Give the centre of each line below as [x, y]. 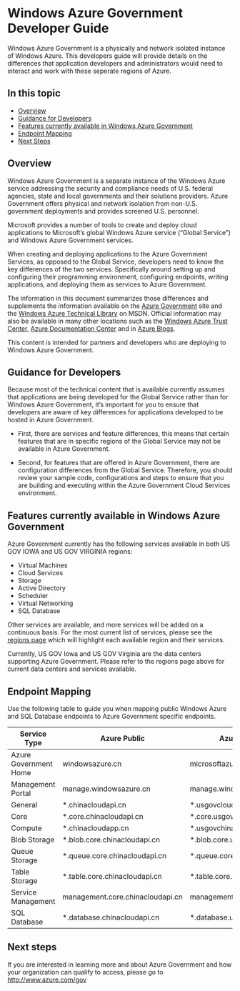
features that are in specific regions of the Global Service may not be [119, 442]
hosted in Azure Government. [51, 420]
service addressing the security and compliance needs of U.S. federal [110, 188]
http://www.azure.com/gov [47, 980]
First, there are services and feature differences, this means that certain [124, 434]
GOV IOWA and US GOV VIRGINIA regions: [70, 552]
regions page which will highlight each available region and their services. [116, 640]
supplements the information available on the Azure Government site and [115, 306]
